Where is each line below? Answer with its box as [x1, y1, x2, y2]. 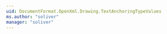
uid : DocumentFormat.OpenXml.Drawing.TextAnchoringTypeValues [6, 8, 162, 14]
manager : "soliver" [6, 19, 54, 25]
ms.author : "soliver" [6, 14, 59, 20]
